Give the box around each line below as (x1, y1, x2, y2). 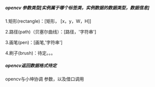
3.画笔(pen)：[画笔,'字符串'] (5, 39, 63, 45)
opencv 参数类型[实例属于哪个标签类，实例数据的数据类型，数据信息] (5, 4, 150, 10)
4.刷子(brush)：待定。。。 (5, 50, 56, 56)
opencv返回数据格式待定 (5, 62, 57, 68)
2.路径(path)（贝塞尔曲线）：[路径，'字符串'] (5, 28, 96, 34)
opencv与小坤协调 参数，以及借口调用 (5, 75, 84, 82)
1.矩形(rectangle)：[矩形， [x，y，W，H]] (5, 18, 92, 24)
